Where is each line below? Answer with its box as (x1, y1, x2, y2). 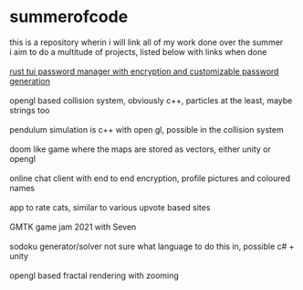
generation (9, 75, 50, 86)
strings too (9, 104, 50, 115)
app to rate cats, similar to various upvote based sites (9, 201, 211, 212)
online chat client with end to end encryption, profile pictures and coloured (9, 172, 290, 184)
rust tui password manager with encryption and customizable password (9, 66, 279, 77)
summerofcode (9, 6, 129, 27)
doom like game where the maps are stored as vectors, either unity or (9, 144, 272, 155)
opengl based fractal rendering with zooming (9, 270, 180, 281)
